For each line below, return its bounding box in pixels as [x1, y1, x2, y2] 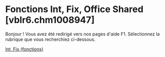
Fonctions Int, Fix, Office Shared [5, 4, 144, 15]
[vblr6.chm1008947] [5, 14, 95, 26]
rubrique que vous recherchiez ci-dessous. [5, 36, 95, 42]
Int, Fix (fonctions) [5, 46, 44, 52]
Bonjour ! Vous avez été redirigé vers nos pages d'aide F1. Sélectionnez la [5, 31, 160, 37]
